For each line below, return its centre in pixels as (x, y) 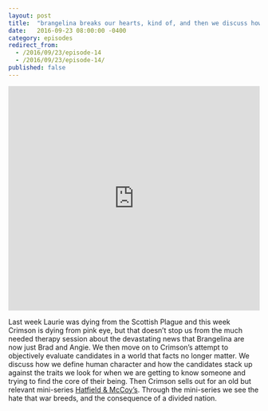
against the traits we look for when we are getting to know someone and (127, 373)
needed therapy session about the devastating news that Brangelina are (126, 338)
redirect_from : (33, 45)
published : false (37, 68)
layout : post (30, 16)
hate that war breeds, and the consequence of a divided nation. (113, 398)
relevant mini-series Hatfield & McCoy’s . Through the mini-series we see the (134, 389)
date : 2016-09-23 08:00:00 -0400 (67, 30)
